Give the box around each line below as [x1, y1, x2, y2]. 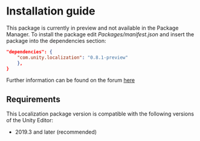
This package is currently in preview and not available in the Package [6, 24, 179, 31]
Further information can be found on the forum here [6, 77, 135, 84]
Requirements [6, 94, 60, 104]
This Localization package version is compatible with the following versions [6, 110, 195, 117]
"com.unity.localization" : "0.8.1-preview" [17, 54, 129, 61]
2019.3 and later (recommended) [15, 128, 97, 136]
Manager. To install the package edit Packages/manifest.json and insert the [6, 30, 195, 38]
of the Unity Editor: [6, 117, 53, 124]
